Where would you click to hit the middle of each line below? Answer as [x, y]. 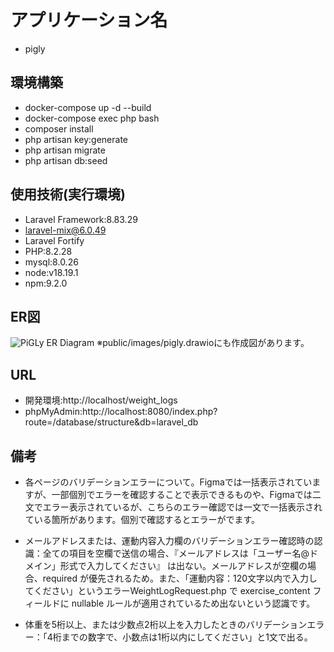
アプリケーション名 [89, 20]
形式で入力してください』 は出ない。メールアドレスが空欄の [183, 565]
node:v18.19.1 [51, 272]
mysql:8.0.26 [51, 262]
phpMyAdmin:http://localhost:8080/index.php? [121, 412]
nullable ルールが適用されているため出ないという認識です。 [193, 603]
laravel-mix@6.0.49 [65, 230]
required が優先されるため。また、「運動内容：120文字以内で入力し [180, 578]
